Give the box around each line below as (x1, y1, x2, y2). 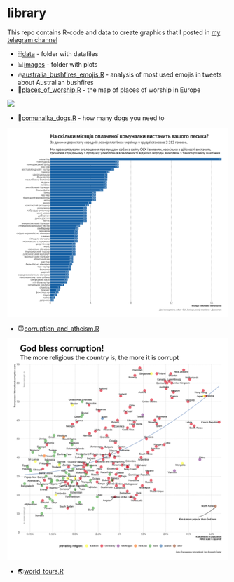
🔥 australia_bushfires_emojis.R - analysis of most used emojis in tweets (17, 70, 222, 79)
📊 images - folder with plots (17, 60, 98, 68)
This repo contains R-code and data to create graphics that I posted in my (7, 28, 221, 37)
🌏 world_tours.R (17, 567, 64, 575)
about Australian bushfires (17, 78, 94, 86)
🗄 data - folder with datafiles (17, 49, 99, 58)
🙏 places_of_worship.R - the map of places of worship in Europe (17, 86, 201, 94)
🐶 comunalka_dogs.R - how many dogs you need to (17, 114, 165, 122)
